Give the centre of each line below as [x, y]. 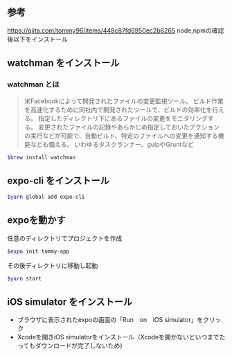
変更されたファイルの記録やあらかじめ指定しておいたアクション [129, 127]
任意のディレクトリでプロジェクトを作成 [65, 238]
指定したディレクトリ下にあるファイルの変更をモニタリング [123, 118]
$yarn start [24, 278]
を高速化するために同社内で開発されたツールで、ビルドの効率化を [118, 109]
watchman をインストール [63, 63]
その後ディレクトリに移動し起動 [53, 265]
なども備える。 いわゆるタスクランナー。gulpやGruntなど [112, 144]
